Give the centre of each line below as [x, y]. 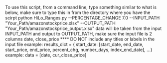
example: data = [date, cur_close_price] [46, 55]
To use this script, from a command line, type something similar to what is [81, 7]
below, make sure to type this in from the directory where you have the [78, 12]
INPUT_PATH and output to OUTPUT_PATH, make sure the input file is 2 [79, 34]
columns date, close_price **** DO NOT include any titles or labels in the [80, 39]
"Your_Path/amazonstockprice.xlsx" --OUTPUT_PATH [60, 23]
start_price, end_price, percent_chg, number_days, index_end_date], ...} [79, 50]
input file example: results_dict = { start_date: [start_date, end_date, [74, 44]
